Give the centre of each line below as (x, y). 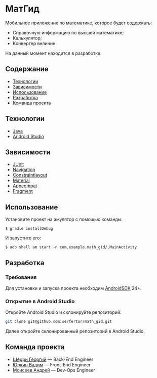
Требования (21, 277)
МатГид (22, 9)
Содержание (27, 69)
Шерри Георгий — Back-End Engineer (53, 359)
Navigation (24, 170)
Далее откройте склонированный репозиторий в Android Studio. (75, 331)
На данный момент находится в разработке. (53, 53)
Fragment (23, 191)
